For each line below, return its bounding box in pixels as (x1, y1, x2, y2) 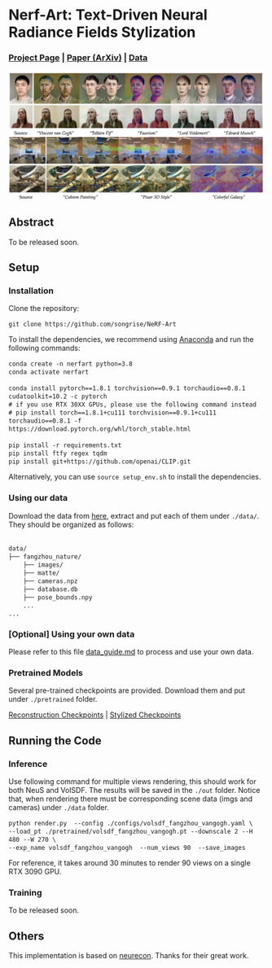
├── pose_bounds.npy (23, 593, 93, 602)
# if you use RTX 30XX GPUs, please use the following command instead (8, 401, 257, 409)
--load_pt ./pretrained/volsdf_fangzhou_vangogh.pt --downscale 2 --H (8, 828, 253, 836)
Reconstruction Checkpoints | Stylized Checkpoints (8, 710, 182, 720)
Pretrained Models (8, 667, 84, 678)
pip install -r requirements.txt (8, 441, 122, 449)
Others (8, 929, 45, 943)
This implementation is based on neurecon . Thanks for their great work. (8, 951, 249, 961)
